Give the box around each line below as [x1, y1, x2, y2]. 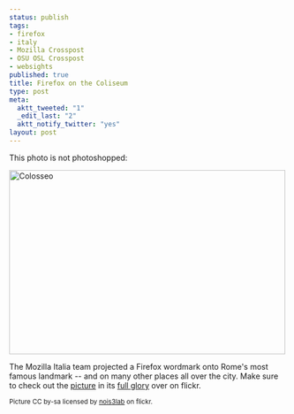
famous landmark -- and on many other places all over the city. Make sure [9, 371, 279, 381]
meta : [9, 95, 29, 104]
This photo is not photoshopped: [9, 152, 128, 163]
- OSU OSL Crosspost [9, 54, 86, 63]
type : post [9, 87, 49, 96]
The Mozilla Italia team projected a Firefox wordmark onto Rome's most [9, 361, 269, 372]
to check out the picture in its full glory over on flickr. [9, 379, 201, 390]
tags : [9, 21, 29, 30]
